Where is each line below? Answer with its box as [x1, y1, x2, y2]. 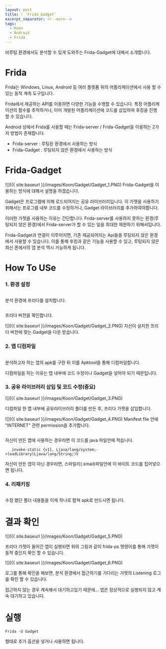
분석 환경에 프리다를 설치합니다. [5, 297, 66, 303]
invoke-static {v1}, [11, 447, 55, 452]
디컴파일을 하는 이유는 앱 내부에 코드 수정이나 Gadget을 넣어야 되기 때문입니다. [5, 370, 158, 376]
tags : [5, 21, 16, 26]
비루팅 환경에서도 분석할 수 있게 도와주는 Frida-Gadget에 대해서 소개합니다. [5, 49, 152, 55]
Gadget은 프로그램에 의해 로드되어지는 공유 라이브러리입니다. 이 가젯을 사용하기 [5, 198, 159, 204]
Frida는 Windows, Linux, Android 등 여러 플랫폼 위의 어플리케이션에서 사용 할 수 [5, 84, 162, 90]
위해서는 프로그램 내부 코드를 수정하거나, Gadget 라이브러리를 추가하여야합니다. [5, 204, 159, 210]
